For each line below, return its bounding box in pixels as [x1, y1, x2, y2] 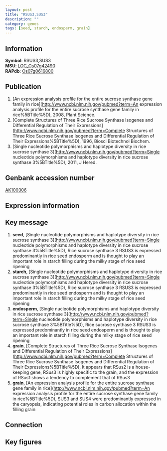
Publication [5, 83, 41, 91]
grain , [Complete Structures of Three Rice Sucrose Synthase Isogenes [12, 342, 158, 349]
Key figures [5, 438, 42, 446]
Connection [5, 421, 42, 429]
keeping [12, 369, 29, 375]
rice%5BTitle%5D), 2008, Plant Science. [12, 112, 96, 118]
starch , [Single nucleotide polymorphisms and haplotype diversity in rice [12, 269, 163, 275]
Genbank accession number [5, 174, 95, 182]
